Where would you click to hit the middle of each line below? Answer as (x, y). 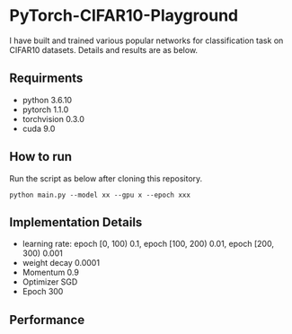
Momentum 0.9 (50, 272)
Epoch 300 (43, 292)
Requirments (46, 79)
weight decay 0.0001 (61, 263)
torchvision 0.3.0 (53, 119)
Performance (47, 320)
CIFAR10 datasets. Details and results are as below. (104, 49)
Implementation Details (76, 222)
